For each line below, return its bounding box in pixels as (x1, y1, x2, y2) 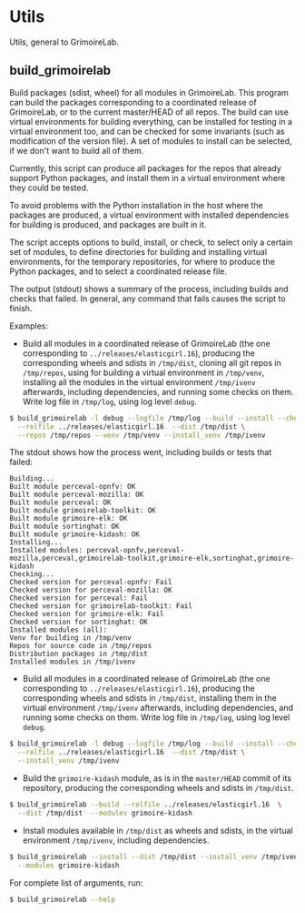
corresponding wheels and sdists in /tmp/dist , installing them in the (22, 693, 277, 704)
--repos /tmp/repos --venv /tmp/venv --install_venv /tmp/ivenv (17, 431, 266, 440)
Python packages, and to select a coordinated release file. (9, 266, 227, 277)
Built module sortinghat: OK (9, 522, 120, 532)
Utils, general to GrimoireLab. (9, 36, 120, 47)
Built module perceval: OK (9, 498, 112, 507)
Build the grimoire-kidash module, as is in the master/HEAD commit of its (22, 773, 292, 784)
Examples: (9, 320, 48, 331)
